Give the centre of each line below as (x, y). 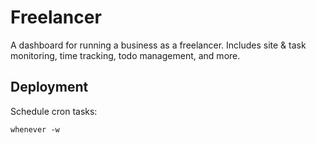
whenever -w (35, 129)
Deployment (49, 87)
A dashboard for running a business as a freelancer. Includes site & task (158, 45)
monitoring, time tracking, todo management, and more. (125, 55)
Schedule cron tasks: (54, 111)
